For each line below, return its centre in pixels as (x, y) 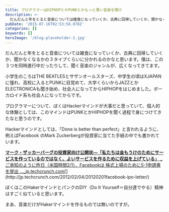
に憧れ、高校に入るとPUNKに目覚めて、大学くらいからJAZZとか (72, 82)
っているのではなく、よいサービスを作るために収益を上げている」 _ (92, 159)
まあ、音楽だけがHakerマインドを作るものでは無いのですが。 (69, 204)
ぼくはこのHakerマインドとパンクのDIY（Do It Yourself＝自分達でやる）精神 (84, 187)
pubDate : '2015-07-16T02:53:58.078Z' (45, 24)
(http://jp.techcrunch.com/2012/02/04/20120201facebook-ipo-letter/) (77, 177)
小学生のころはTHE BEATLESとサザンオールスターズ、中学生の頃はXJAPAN (83, 76)
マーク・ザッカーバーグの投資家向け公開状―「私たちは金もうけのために (80, 152)
